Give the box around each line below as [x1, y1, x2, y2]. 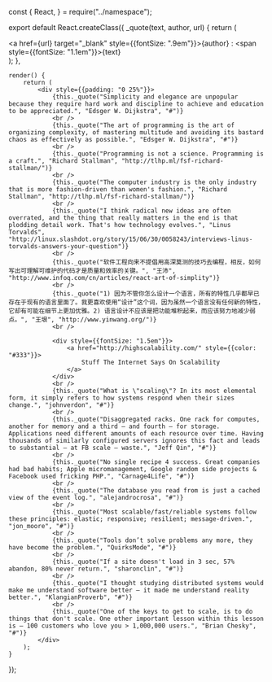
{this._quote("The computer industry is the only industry [51, 178, 257, 186]
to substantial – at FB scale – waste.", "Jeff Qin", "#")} [8, 444, 217, 452]
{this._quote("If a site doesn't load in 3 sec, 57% [51, 557, 235, 566]
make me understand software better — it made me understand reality [8, 586, 250, 594]
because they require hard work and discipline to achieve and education [8, 100, 265, 108]
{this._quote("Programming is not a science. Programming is [51, 150, 265, 158]
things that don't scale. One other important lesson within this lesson [8, 614, 265, 623]
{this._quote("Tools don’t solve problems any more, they [51, 536, 253, 544]
